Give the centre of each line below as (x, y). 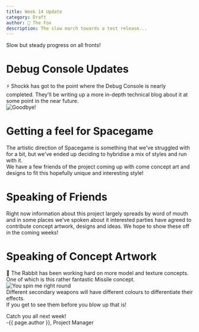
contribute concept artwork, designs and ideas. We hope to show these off (98, 226)
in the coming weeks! (32, 233)
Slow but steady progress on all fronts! (53, 45)
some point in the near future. (42, 101)
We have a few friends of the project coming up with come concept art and (98, 167)
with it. (14, 161)
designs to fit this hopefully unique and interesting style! (75, 173)
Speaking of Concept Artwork (82, 257)
